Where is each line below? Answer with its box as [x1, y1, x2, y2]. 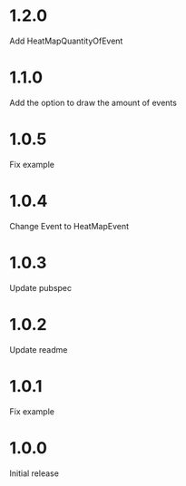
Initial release [9, 468, 59, 479]
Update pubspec [9, 282, 73, 293]
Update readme [9, 344, 68, 355]
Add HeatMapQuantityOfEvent [9, 35, 123, 46]
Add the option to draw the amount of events [9, 97, 177, 108]
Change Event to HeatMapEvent [9, 220, 130, 231]
